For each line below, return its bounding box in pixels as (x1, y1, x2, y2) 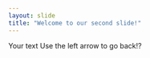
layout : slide (8, 11, 56, 20)
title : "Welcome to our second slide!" (8, 19, 142, 27)
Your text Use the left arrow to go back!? (8, 41, 142, 50)
